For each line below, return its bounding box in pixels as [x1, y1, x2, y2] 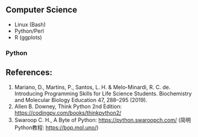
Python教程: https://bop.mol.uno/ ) [14, 124, 99, 131]
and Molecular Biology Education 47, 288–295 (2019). [14, 96, 148, 103]
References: [5, 68, 52, 78]
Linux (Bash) [14, 21, 46, 28]
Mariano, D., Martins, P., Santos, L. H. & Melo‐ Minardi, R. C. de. [14, 83, 171, 91]
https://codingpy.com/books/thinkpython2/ [14, 109, 122, 116]
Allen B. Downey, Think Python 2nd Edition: [14, 103, 122, 110]
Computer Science [5, 5, 78, 15]
